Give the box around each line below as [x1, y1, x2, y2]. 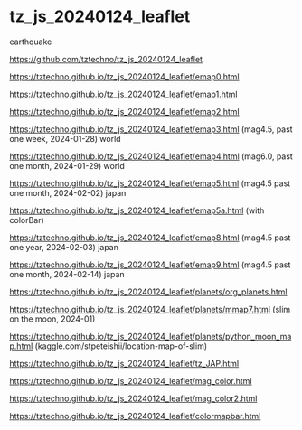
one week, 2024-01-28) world [9, 133, 121, 144]
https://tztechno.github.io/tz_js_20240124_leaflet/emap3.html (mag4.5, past [9, 124, 293, 135]
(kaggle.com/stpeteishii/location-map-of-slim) [34, 341, 208, 351]
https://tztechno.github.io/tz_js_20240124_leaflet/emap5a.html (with [9, 205, 265, 216]
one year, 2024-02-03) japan [9, 241, 119, 252]
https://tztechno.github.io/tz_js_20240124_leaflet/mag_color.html [9, 375, 252, 386]
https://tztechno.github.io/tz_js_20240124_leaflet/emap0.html [9, 70, 240, 82]
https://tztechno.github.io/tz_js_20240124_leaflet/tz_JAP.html [9, 358, 240, 369]
